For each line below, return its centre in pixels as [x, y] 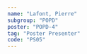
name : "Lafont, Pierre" [42, 14]
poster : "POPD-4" [33, 27]
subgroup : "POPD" [33, 20]
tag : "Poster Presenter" [44, 33]
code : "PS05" [27, 40]
